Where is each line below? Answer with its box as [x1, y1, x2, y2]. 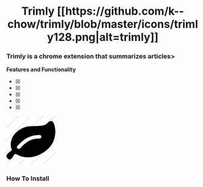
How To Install [6, 174, 50, 183]
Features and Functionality [6, 66, 76, 73]
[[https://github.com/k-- [57, 4, 185, 18]
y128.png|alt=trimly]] [46, 31, 159, 44]
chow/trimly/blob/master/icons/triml [7, 17, 199, 31]
